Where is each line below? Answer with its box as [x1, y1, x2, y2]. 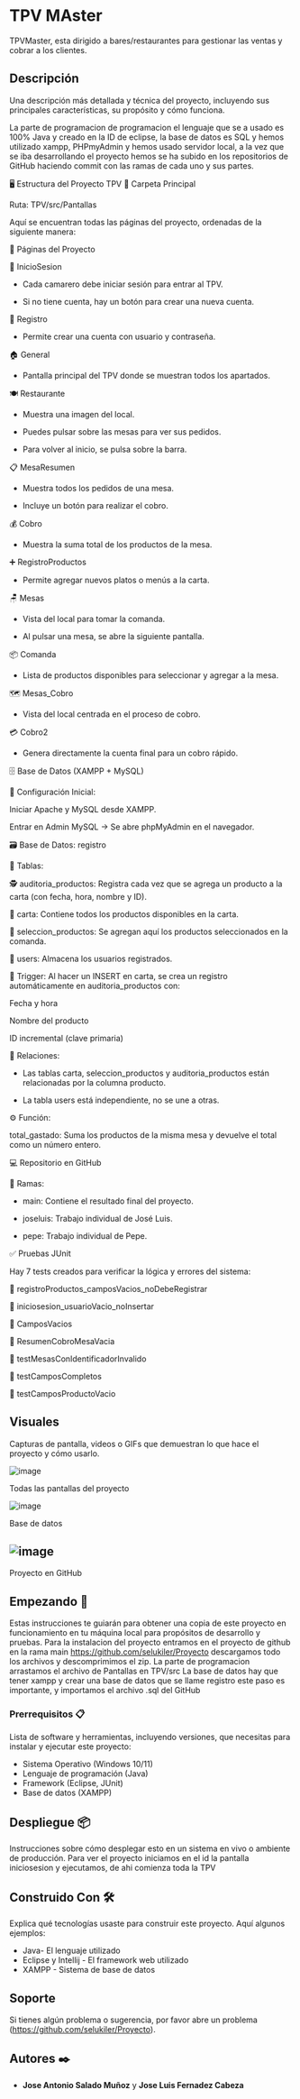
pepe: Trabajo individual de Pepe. [22, 1230, 148, 1241]
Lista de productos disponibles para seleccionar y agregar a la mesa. [22, 669, 279, 681]
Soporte [9, 1990, 56, 2006]
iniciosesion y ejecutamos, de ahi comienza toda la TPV [9, 1863, 216, 1874]
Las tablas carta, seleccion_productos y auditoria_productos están [22, 1068, 270, 1078]
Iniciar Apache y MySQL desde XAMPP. [9, 803, 157, 814]
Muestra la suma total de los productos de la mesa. [22, 538, 213, 550]
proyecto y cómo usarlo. [9, 1448, 100, 1459]
